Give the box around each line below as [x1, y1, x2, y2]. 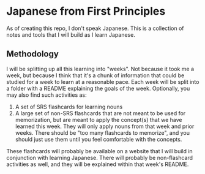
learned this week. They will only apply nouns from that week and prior [15, 123, 195, 130]
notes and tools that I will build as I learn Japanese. [6, 31, 136, 38]
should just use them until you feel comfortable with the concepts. [15, 135, 182, 143]
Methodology [6, 49, 59, 59]
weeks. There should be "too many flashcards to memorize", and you [15, 129, 190, 136]
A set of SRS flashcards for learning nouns [15, 103, 123, 110]
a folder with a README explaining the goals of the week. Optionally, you [6, 85, 190, 92]
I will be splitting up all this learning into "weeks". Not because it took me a [6, 65, 195, 72]
